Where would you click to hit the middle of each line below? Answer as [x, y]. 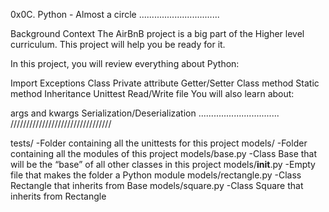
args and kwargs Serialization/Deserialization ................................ [145, 113]
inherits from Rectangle [58, 196]
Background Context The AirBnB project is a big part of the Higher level [157, 33]
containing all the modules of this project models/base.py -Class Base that [164, 153]
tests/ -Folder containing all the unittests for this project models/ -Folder [159, 143]
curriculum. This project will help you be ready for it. [118, 44]
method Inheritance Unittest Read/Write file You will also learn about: [152, 93]
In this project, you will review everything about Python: [125, 63]
